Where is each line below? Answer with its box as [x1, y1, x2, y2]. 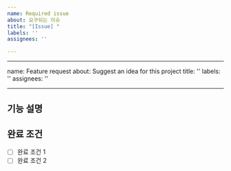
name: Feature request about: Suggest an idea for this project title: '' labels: [7, 67, 221, 76]
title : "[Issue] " [7, 23, 60, 30]
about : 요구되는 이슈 [7, 17, 60, 23]
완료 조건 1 [16, 148, 46, 156]
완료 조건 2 [16, 157, 47, 165]
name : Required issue [7, 10, 69, 17]
